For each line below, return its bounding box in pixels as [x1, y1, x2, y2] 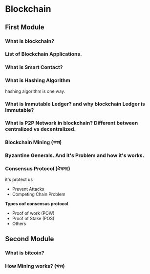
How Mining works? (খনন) [5, 262, 65, 269]
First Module [5, 23, 44, 31]
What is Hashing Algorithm [5, 77, 71, 84]
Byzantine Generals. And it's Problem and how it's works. [5, 152, 145, 159]
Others [12, 221, 26, 226]
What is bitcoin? [5, 249, 44, 256]
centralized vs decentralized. [5, 126, 76, 133]
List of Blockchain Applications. [5, 50, 82, 57]
